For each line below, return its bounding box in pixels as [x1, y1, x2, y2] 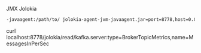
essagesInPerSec [6, 40, 50, 47]
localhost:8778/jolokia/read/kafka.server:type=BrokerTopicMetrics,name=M [6, 33, 194, 40]
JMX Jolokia [6, 5, 37, 12]
